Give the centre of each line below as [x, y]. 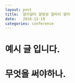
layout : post [19, 10]
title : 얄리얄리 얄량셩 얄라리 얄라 [38, 14]
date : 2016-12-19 [25, 19]
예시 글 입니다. [33, 49]
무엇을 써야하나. [36, 74]
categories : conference [30, 23]
